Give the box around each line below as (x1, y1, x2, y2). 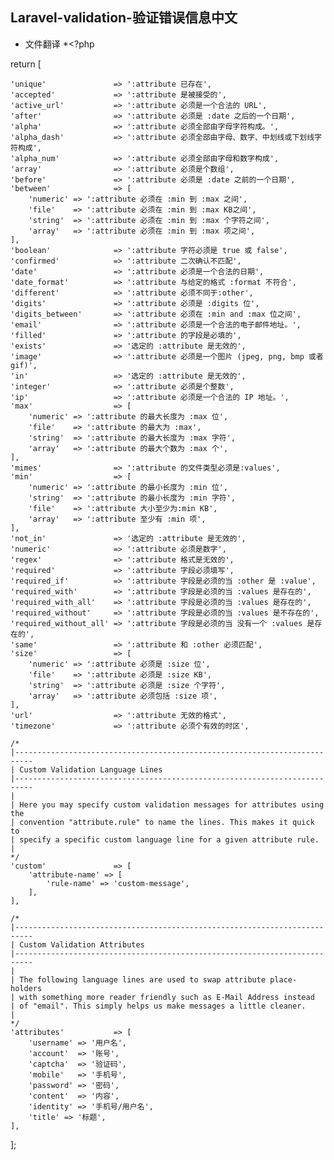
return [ (10, 58, 42, 70)
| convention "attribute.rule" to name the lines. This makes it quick (10, 817, 315, 827)
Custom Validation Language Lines (19, 764, 163, 775)
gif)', (10, 360, 38, 370)
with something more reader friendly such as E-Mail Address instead (19, 992, 315, 1002)
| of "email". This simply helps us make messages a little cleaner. (10, 1001, 307, 1011)
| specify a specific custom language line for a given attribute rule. (10, 834, 320, 845)
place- (269, 974, 298, 985)
